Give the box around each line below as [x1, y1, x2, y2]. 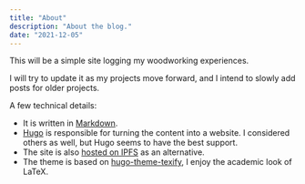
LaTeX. [22, 166, 48, 178]
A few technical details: [9, 100, 97, 111]
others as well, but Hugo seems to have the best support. [22, 138, 239, 148]
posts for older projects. [9, 83, 100, 94]
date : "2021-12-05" [9, 30, 84, 39]
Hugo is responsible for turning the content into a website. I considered [22, 128, 290, 138]
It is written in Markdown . [22, 118, 118, 128]
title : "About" [9, 13, 67, 23]
